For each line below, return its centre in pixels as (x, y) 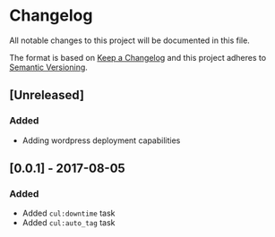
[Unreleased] (47, 95)
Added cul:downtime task (69, 213)
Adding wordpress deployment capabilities (101, 140)
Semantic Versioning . (48, 67)
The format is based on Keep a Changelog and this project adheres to (138, 57)
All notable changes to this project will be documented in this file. (130, 40)
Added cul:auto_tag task (69, 223)
